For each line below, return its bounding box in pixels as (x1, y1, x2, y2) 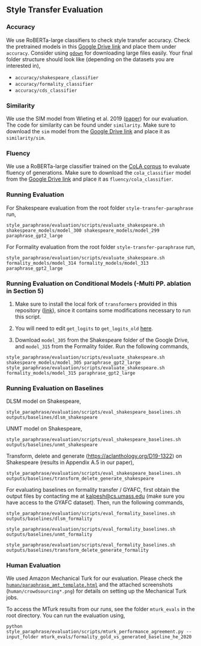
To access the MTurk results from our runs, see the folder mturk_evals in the (6, 606, 195, 613)
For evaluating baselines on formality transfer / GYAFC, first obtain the (6, 486, 180, 494)
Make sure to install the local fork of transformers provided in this (14, 300, 177, 307)
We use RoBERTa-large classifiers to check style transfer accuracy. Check (6, 36, 190, 44)
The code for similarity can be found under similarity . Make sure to (6, 121, 176, 128)
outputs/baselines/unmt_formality (6, 531, 93, 538)
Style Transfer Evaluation (6, 5, 103, 15)
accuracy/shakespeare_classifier (14, 74, 99, 80)
